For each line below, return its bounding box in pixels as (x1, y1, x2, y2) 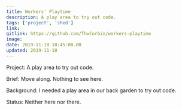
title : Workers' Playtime (6, 8, 71, 15)
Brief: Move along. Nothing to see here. (6, 75, 104, 82)
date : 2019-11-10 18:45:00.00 (6, 42, 82, 48)
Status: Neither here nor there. (6, 98, 81, 105)
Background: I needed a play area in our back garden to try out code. (6, 87, 177, 94)
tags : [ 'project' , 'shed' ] (6, 20, 74, 26)
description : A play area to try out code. (6, 14, 117, 20)
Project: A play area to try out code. (6, 64, 94, 71)
